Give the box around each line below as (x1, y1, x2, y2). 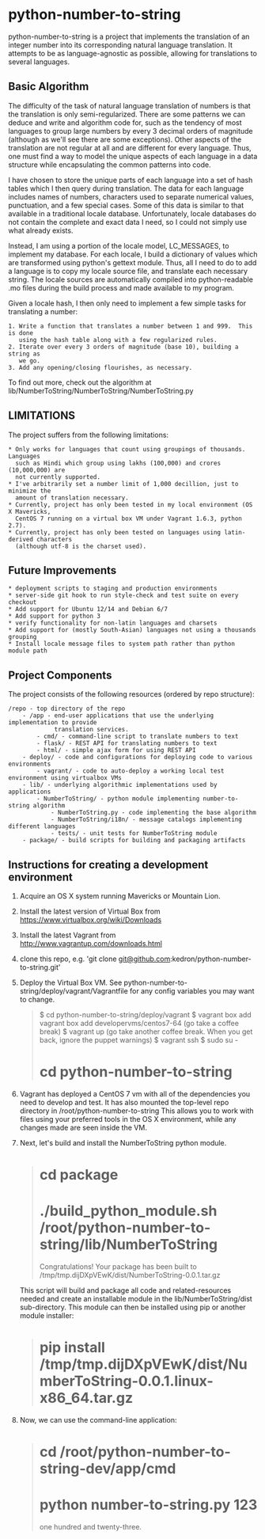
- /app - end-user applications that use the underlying (22, 712, 214, 720)
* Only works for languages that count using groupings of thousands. (8, 445, 246, 453)
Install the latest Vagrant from (19, 930, 116, 940)
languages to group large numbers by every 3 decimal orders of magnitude (8, 126, 253, 135)
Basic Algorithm (8, 80, 89, 93)
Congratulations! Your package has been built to (39, 1262, 198, 1271)
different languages (8, 823, 77, 830)
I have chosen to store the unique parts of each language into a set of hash (8, 175, 253, 184)
